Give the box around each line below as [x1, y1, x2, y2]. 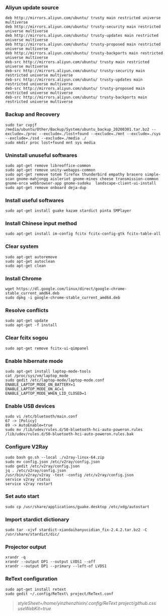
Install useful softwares [5, 197, 64, 204]
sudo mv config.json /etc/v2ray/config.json [5, 459, 100, 464]
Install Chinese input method [5, 220, 77, 227]
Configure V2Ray [5, 443, 49, 450]
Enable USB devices [5, 402, 55, 409]
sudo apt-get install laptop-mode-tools [5, 368, 92, 374]
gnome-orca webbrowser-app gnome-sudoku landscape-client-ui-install [5, 180, 156, 186]
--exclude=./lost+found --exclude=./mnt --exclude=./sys [39, 131, 161, 136]
